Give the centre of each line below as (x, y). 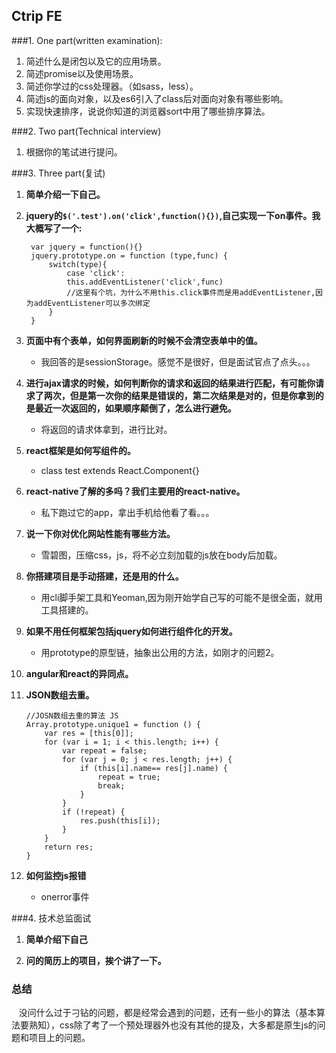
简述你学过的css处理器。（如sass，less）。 (112, 86)
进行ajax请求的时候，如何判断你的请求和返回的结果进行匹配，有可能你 (170, 383)
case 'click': (96, 273)
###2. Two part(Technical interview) (86, 131)
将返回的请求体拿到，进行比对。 (106, 429)
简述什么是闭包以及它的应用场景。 (96, 61)
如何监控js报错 (56, 875)
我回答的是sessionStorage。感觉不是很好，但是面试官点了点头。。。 (178, 361)
